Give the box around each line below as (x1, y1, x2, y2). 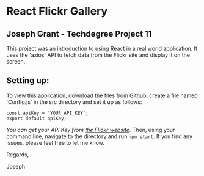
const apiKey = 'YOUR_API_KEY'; (6, 110, 89, 116)
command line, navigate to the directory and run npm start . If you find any (6, 133, 193, 140)
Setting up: (6, 75, 49, 86)
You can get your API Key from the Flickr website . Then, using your (6, 126, 175, 133)
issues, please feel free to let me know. (6, 139, 105, 146)
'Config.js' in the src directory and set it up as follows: (6, 98, 142, 105)
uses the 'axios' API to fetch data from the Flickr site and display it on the (6, 51, 191, 59)
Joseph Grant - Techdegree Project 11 (6, 29, 152, 39)
